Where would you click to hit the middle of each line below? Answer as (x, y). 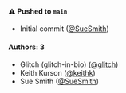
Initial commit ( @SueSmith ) (64, 29)
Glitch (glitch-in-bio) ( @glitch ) (69, 64)
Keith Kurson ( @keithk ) (57, 73)
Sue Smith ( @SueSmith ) (59, 81)
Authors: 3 (27, 47)
